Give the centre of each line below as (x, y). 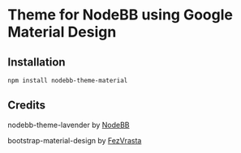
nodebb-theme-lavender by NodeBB (69, 125)
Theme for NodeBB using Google (120, 15)
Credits (27, 106)
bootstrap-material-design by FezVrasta (75, 140)
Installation (37, 62)
